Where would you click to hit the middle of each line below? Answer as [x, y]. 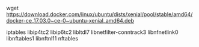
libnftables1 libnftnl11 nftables [42, 38]
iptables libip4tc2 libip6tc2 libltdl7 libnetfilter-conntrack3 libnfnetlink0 [92, 32]
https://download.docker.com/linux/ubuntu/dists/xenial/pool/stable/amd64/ [99, 14]
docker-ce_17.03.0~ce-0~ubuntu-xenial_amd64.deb [70, 21]
